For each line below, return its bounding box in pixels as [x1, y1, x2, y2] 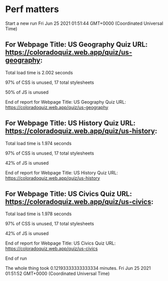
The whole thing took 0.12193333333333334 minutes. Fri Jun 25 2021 [5, 265, 151, 271]
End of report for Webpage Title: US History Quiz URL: [5, 169, 118, 175]
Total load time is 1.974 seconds [5, 140, 72, 146]
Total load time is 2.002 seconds [5, 69, 73, 75]
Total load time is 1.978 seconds [5, 211, 72, 217]
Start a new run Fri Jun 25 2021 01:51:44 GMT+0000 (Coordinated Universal [5, 20, 163, 26]
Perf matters [5, 4, 59, 15]
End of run [5, 255, 27, 261]
